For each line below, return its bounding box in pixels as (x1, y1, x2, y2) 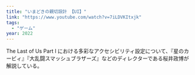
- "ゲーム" (11, 25, 36, 31)
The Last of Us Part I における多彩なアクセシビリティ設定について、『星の (6, 48, 184, 55)
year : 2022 (6, 31, 33, 37)
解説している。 (6, 63, 43, 70)
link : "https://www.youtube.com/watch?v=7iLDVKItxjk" (6, 14, 142, 20)
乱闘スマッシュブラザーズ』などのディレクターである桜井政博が (34, 55, 190, 62)
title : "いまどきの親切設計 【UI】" (6, 8, 87, 15)
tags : (6, 19, 20, 25)
